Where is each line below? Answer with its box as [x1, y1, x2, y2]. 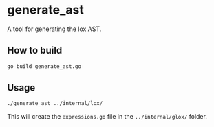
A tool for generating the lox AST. [7, 25, 102, 33]
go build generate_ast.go [7, 62, 81, 70]
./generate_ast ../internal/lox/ [7, 100, 103, 107]
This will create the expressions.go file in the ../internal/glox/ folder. [7, 113, 208, 121]
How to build [7, 45, 63, 56]
